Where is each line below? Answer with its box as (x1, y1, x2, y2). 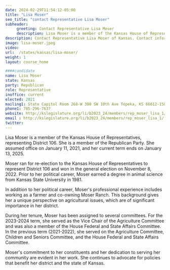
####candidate (5, 69, 35, 74)
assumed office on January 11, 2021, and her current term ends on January (5, 145, 162, 151)
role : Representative (5, 87, 51, 92)
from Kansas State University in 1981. (5, 176, 82, 183)
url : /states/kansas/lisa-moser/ (5, 50, 78, 55)
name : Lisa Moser (5, 73, 42, 79)
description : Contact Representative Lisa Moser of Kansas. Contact (5, 36, 153, 41)
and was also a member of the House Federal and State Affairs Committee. (5, 223, 161, 229)
